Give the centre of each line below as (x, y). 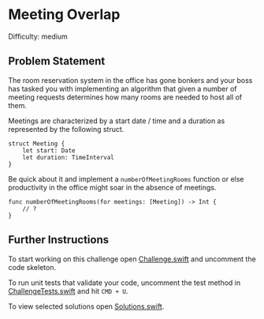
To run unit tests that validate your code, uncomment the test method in (125, 283)
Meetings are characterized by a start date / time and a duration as (117, 121)
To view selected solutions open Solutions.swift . (86, 306)
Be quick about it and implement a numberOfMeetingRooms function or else (126, 178)
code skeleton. (32, 267)
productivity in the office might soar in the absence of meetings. (112, 187)
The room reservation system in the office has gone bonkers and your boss (130, 80)
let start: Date (49, 150)
